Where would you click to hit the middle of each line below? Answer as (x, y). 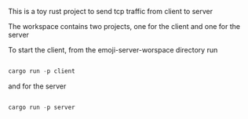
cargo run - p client (42, 71)
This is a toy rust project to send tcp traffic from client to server (111, 11)
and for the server (37, 86)
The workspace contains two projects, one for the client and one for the (124, 26)
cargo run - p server (42, 107)
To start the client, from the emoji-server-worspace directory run (113, 50)
